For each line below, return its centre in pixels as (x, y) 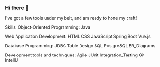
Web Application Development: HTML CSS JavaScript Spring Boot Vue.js (78, 37)
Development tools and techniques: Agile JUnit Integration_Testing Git (75, 55)
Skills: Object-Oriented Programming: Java (48, 27)
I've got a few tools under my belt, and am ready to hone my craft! (71, 18)
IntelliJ (12, 60)
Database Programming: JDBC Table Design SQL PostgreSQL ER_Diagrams (80, 46)
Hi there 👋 (17, 8)
